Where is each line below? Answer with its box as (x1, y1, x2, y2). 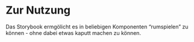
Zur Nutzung (5, 4, 70, 17)
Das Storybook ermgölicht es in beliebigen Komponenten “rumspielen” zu (5, 23, 189, 30)
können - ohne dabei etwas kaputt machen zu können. (5, 29, 142, 36)
